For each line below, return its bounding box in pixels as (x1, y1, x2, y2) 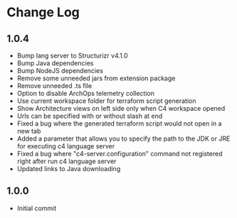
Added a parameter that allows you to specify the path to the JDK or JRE (16, 134, 231, 143)
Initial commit (16, 204, 57, 212)
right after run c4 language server (16, 157, 117, 165)
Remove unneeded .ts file (16, 82, 93, 89)
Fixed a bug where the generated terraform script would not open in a (16, 119, 222, 128)
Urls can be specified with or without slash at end (16, 111, 163, 120)
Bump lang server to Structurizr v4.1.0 (16, 51, 129, 60)
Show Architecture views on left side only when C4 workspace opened (16, 104, 226, 112)
